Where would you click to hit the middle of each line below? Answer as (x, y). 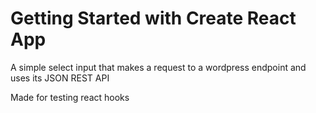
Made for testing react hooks (70, 97)
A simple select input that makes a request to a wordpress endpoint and (158, 67)
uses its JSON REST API (60, 78)
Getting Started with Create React (153, 18)
